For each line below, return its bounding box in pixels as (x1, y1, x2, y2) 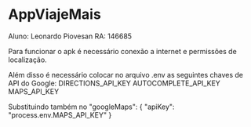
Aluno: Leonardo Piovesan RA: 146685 (8, 31, 132, 41)
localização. (8, 55, 47, 64)
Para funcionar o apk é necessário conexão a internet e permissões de (8, 46, 237, 56)
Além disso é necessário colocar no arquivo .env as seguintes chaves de (8, 70, 244, 79)
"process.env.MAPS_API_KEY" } (8, 110, 112, 119)
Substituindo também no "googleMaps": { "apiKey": (8, 102, 175, 111)
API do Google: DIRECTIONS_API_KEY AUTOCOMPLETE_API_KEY (8, 78, 221, 88)
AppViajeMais (8, 5, 102, 24)
